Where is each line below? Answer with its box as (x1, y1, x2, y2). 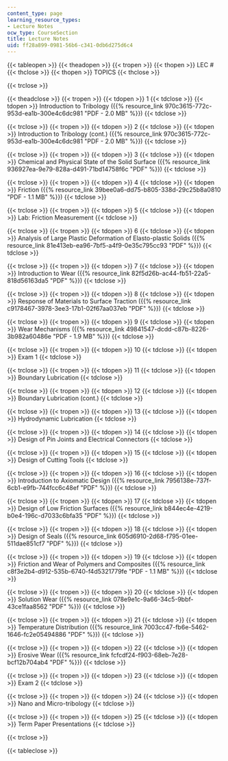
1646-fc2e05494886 (7, 631, 66, 638)
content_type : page (7, 10, 63, 17)
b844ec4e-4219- (164, 504, 214, 512)
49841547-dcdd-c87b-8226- (125, 325, 210, 333)
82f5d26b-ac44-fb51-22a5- (131, 269, 211, 277)
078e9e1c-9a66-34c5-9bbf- (112, 595, 194, 603)
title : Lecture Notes (7, 36, 69, 43)
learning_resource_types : (7, 16, 81, 23)
